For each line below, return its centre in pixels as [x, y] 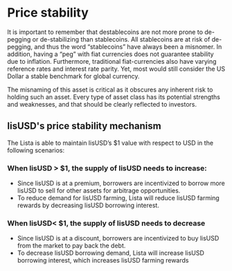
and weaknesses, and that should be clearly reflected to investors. [102, 104]
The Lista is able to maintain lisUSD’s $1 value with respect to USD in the [110, 143]
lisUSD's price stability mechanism [84, 126]
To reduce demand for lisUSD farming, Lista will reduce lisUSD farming [118, 198]
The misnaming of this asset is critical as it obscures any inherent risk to [110, 89]
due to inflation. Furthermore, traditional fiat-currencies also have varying [112, 61]
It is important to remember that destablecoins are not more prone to [105, 32]
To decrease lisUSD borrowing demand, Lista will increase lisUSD [110, 253]
